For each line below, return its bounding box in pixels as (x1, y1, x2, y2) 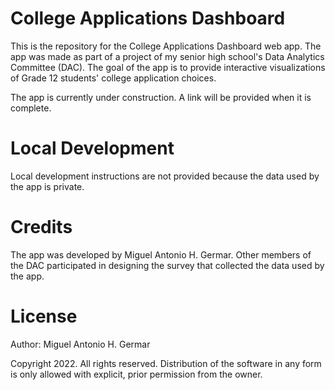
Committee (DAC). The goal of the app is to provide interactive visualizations (10, 61, 326, 73)
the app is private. (10, 180, 85, 192)
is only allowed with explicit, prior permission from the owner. (10, 368, 263, 380)
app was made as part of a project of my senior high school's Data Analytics (10, 50, 325, 62)
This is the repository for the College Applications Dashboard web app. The (10, 40, 322, 52)
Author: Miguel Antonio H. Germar (10, 338, 151, 350)
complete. (10, 102, 52, 114)
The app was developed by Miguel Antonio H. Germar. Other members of (10, 248, 312, 261)
